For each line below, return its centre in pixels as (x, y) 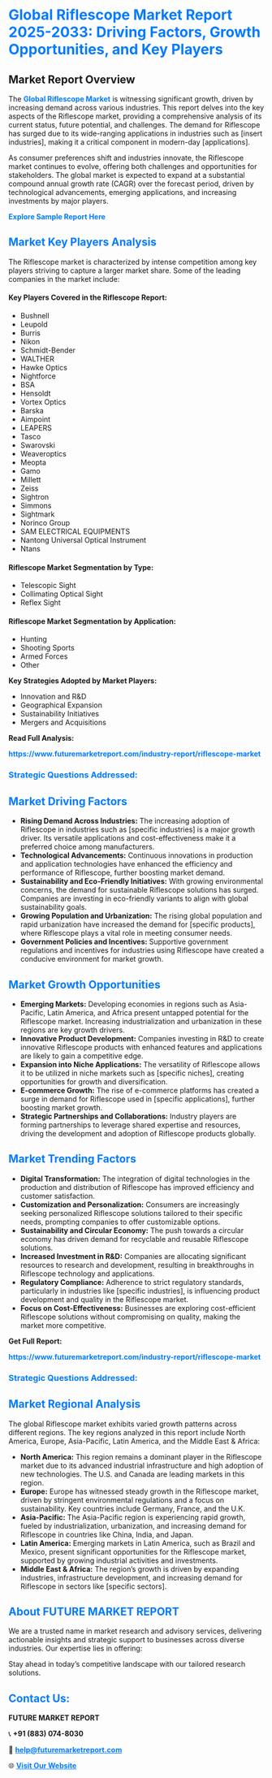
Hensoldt (35, 394)
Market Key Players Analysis (82, 242)
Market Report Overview (72, 79)
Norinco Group (45, 523)
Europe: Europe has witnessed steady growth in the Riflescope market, (139, 1491)
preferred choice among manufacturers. (87, 847)
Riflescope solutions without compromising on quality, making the (130, 1317)
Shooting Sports (47, 648)
